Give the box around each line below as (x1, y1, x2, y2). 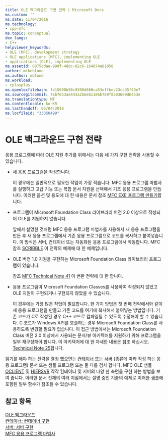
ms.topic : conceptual (5, 31, 51, 36)
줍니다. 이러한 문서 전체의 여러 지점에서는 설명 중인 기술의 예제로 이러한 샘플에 (10, 374, 163, 380)
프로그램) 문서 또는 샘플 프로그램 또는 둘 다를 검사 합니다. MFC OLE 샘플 (10, 362, 152, 368)
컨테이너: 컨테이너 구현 (5, 418, 50, 424)
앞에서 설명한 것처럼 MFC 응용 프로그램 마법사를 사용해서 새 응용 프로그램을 (12, 226, 161, 232)
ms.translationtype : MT (5, 96, 55, 102)
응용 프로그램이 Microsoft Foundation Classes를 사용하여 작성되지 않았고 (12, 283, 158, 289)
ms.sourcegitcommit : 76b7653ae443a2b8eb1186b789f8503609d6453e (5, 92, 141, 97)
